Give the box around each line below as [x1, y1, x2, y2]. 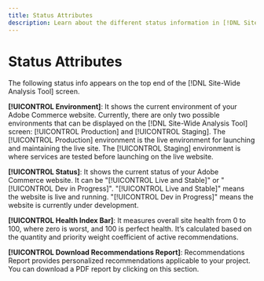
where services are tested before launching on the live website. [8, 152, 214, 162]
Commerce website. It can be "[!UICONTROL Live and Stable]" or [8, 176, 220, 185]
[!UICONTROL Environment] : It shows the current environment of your [8, 102, 237, 111]
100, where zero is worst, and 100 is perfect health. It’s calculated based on [8, 224, 252, 234]
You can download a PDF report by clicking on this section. [8, 265, 200, 274]
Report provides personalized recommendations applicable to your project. [8, 256, 251, 265]
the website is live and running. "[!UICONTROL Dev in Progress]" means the [8, 192, 254, 202]
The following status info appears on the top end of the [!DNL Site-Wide [8, 78, 241, 88]
